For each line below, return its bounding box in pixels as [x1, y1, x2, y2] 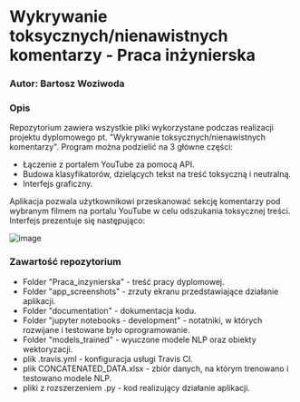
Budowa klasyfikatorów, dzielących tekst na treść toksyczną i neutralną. [22, 169, 292, 180]
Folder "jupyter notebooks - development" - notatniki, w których [22, 315, 263, 326]
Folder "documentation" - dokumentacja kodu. [22, 305, 197, 316]
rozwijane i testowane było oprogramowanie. [22, 324, 190, 335]
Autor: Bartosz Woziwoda [9, 77, 125, 90]
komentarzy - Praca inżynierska [9, 45, 256, 65]
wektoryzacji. [22, 343, 73, 355]
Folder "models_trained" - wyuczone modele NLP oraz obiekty [22, 334, 256, 345]
